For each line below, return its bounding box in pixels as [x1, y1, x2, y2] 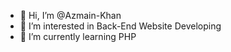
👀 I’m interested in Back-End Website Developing [19, 20, 222, 32]
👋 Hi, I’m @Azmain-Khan [19, 10, 122, 21]
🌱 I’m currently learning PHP [19, 31, 137, 42]
